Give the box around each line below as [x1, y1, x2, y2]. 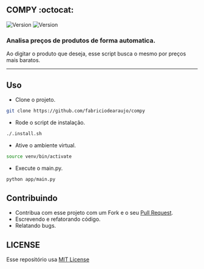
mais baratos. [6, 57, 41, 64]
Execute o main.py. [15, 164, 63, 172]
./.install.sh [6, 130, 42, 136]
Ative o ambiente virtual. [15, 141, 76, 148]
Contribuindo [6, 193, 58, 203]
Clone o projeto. [15, 96, 56, 103]
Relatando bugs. [15, 222, 56, 229]
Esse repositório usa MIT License [6, 256, 90, 264]
